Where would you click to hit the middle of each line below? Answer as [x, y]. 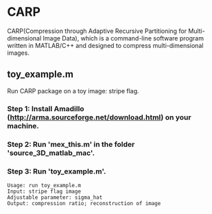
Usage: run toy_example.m [44, 185]
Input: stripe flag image [44, 191]
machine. [23, 126]
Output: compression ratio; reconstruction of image [84, 203]
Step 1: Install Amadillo [46, 108]
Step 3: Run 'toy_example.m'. [57, 171]
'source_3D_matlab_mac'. [51, 153]
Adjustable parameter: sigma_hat [55, 197]
